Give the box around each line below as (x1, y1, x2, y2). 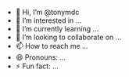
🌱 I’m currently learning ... (15, 24, 99, 33)
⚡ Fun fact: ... (15, 61, 59, 71)
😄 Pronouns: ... (15, 53, 66, 62)
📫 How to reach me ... (15, 42, 88, 50)
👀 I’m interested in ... (15, 16, 82, 25)
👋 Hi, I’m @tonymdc (15, 8, 80, 16)
